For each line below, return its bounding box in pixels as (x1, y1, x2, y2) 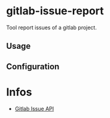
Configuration (6, 61, 60, 72)
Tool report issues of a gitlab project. (6, 24, 97, 31)
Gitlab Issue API (14, 105, 54, 112)
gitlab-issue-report (6, 4, 104, 18)
